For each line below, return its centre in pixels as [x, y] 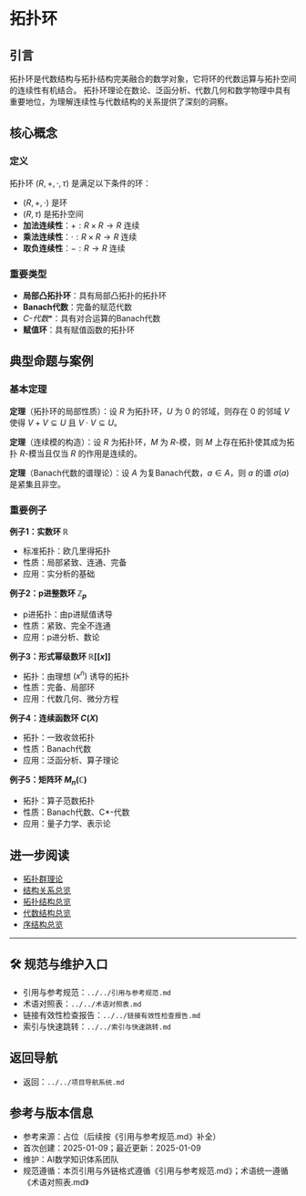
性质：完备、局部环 [59, 687]
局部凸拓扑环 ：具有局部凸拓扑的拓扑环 [94, 295]
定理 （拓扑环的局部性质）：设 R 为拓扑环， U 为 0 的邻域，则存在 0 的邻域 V [149, 411]
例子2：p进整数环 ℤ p [48, 594]
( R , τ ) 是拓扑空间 [53, 213]
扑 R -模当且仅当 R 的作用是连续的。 [76, 453]
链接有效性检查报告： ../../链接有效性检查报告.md [112, 1014]
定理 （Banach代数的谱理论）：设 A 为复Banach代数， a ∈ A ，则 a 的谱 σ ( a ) [149, 473]
